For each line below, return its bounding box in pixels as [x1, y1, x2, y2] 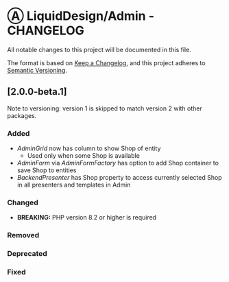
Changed [7, 198, 39, 207]
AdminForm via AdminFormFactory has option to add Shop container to [16, 159, 219, 167]
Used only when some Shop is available [27, 152, 141, 160]
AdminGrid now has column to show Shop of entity [16, 144, 161, 152]
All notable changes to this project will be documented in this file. [7, 45, 192, 54]
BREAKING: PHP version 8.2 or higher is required [16, 213, 156, 222]
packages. [7, 111, 37, 119]
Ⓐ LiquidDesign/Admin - [7, 8, 154, 24]
